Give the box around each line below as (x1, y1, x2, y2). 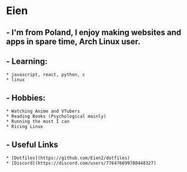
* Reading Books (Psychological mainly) (6, 113, 107, 119)
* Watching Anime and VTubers (6, 108, 81, 115)
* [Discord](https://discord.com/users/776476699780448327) (6, 160, 157, 166)
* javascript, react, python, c (6, 72, 85, 78)
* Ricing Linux (6, 124, 44, 130)
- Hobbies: (6, 92, 46, 103)
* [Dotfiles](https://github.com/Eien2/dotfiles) (6, 155, 131, 161)
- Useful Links (6, 139, 59, 150)
